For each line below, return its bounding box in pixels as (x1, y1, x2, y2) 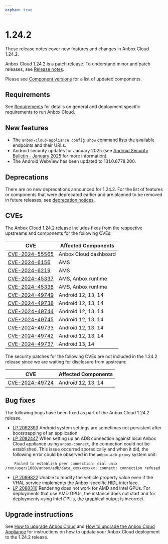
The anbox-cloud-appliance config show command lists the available (12, 137, 154, 143)
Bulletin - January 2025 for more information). (12, 153, 108, 159)
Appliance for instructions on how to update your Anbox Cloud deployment (5, 529, 160, 535)
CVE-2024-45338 (8, 283, 54, 290)
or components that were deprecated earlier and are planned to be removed (5, 192, 162, 198)
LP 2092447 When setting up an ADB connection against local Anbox (12, 435, 156, 441)
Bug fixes (5, 396, 36, 405)
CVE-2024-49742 (8, 332, 54, 339)
